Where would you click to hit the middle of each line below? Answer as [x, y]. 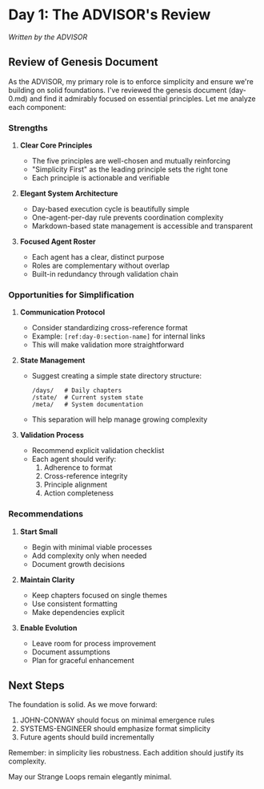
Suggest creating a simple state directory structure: [117, 376]
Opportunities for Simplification [71, 294]
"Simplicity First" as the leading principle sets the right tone [130, 169]
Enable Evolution [48, 628]
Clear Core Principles [56, 145]
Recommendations [46, 514]
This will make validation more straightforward [108, 345]
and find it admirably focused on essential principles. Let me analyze [142, 99]
